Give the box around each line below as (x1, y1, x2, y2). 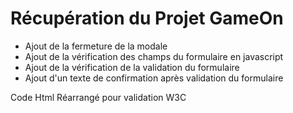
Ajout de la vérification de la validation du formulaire (24, 61, 240, 73)
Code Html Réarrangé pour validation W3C (10, 91, 187, 103)
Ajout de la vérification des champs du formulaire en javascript (24, 50, 284, 62)
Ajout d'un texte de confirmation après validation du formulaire (24, 72, 284, 84)
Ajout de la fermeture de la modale (24, 40, 168, 52)
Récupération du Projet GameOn (10, 7, 284, 30)
